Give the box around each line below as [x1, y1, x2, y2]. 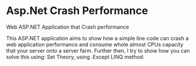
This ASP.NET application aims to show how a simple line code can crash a [6, 34, 189, 41]
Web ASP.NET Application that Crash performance [6, 23, 129, 30]
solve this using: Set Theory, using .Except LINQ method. [6, 53, 145, 60]
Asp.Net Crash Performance [6, 4, 149, 18]
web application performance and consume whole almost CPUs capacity [6, 41, 184, 48]
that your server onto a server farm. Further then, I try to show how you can [6, 47, 190, 54]
